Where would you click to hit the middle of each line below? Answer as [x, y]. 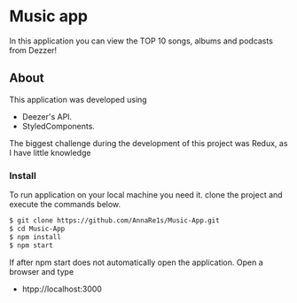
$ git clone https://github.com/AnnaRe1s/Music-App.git [114, 221]
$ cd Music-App [37, 229]
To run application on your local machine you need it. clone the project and [146, 195]
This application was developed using [78, 99]
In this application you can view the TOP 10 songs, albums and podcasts [141, 41]
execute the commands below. [65, 205]
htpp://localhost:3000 [62, 289]
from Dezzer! [33, 50]
